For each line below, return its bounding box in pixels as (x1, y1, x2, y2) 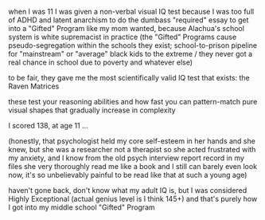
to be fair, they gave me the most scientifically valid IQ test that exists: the (8, 73, 251, 82)
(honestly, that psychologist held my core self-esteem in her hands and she (8, 136, 256, 146)
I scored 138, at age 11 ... (8, 121, 89, 130)
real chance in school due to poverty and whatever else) (8, 57, 193, 67)
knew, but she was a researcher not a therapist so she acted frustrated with (8, 145, 256, 154)
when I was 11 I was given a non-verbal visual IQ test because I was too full (8, 7, 255, 16)
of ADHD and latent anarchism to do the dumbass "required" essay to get (8, 15, 249, 25)
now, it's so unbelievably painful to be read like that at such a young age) (8, 171, 247, 179)
